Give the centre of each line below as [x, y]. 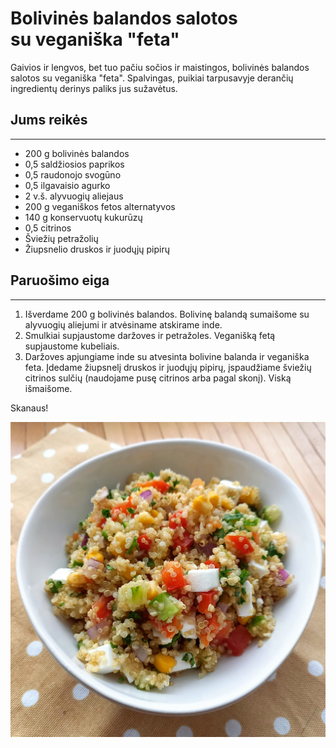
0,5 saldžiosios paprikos [74, 164]
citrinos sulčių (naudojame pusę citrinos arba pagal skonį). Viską [158, 378]
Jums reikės [49, 120]
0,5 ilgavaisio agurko [67, 185]
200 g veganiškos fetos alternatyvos [100, 206]
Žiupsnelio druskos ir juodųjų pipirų [97, 249]
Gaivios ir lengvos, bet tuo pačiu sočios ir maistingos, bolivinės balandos [160, 67]
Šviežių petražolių [61, 238]
